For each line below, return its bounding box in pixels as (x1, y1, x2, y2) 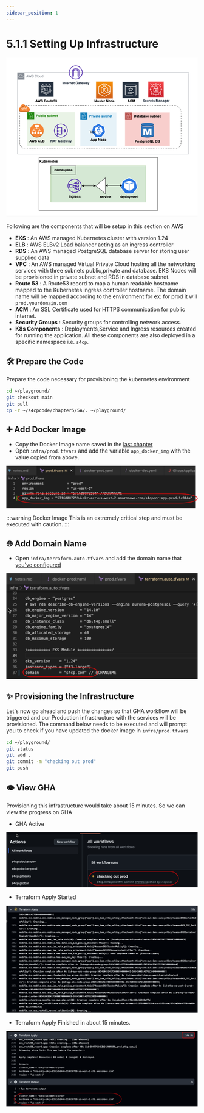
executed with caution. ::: (6, 521, 70, 528)
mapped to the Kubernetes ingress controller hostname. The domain (15, 286, 186, 293)
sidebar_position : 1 (6, 10, 59, 16)
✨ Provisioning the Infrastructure (6, 691, 134, 701)
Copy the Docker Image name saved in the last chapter (15, 440, 153, 448)
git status (6, 746, 34, 752)
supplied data (15, 254, 50, 261)
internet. (15, 312, 36, 320)
